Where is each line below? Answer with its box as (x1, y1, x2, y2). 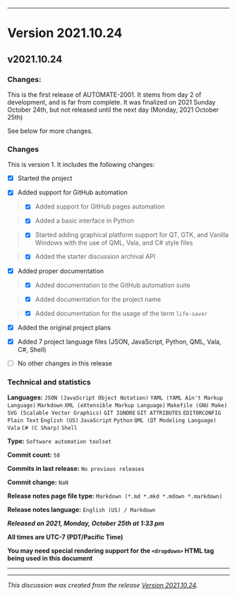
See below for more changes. (7, 127, 93, 135)
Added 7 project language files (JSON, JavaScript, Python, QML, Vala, (17, 337, 221, 346)
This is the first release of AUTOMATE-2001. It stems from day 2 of (7, 90, 202, 99)
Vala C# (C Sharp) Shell (7, 425, 78, 432)
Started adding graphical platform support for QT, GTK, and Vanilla (35, 230, 229, 239)
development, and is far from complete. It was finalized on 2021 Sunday (7, 98, 216, 106)
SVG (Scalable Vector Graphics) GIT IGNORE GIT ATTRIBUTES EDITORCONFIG (7, 409, 221, 417)
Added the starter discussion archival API (35, 252, 156, 261)
